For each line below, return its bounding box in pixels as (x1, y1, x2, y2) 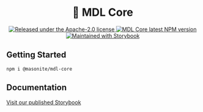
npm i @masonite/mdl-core (6, 66, 72, 72)
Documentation (6, 82, 67, 93)
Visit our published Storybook (6, 99, 81, 106)
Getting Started (6, 50, 67, 60)
